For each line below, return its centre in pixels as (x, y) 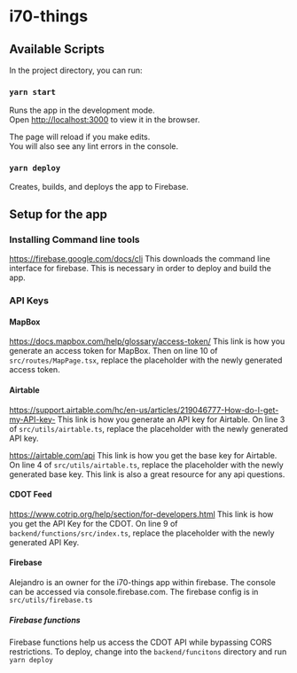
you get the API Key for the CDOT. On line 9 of (94, 523)
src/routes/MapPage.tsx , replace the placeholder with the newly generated (146, 360)
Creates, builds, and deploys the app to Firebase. (99, 186)
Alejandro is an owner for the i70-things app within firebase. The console (143, 583)
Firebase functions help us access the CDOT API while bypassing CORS (141, 642)
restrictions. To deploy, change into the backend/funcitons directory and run (148, 651)
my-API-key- (32, 419)
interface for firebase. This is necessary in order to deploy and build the (141, 269)
